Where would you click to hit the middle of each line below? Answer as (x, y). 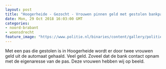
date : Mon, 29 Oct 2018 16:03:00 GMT (44, 19)
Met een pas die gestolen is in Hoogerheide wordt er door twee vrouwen (79, 51)
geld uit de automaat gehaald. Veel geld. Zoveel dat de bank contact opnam (82, 56)
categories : (17, 23)
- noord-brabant (22, 28)
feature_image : (21, 37)
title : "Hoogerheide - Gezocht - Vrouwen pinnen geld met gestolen (76, 14)
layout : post (19, 10)
